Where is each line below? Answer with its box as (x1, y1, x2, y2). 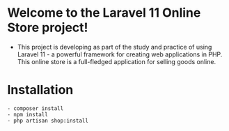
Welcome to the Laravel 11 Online (7, 5, 201, 21)
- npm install (7, 111, 49, 118)
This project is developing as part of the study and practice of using (17, 43, 212, 51)
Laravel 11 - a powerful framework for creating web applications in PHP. (17, 50, 223, 59)
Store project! (7, 20, 88, 36)
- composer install (7, 105, 64, 112)
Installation (7, 82, 74, 98)
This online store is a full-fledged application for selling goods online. (17, 57, 216, 65)
